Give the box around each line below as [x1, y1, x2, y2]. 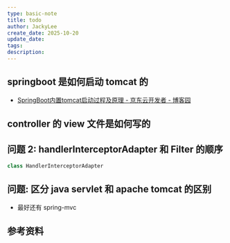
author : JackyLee [7, 23, 57, 30]
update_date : [7, 36, 45, 43]
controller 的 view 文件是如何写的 [7, 118, 151, 130]
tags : [7, 42, 23, 49]
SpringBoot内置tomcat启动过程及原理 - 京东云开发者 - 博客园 [17, 96, 191, 104]
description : [7, 49, 45, 56]
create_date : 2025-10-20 [7, 29, 79, 37]
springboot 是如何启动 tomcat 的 [7, 76, 149, 88]
